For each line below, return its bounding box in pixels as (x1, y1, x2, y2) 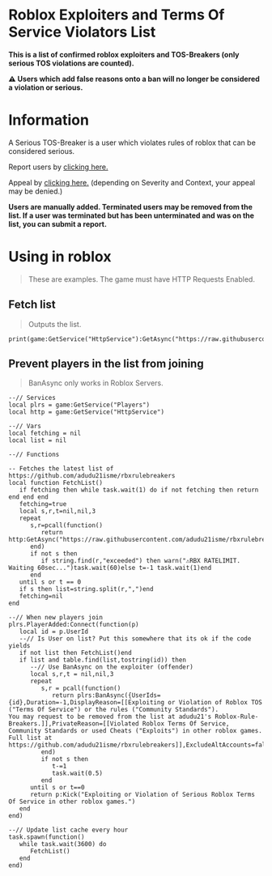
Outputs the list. (28, 319, 82, 329)
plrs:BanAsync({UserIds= (77, 691, 161, 700)
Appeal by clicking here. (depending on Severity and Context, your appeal (8, 177, 256, 187)
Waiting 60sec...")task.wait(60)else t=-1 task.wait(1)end (8, 564, 212, 572)
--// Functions (8, 451, 60, 459)
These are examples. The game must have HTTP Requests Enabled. (28, 274, 255, 284)
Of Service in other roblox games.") (8, 797, 136, 806)
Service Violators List (8, 23, 156, 41)
